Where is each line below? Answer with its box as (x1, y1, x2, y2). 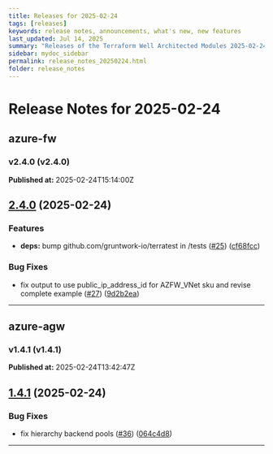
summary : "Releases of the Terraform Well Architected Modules (8, 42, 227, 50)
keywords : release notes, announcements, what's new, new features (8, 27, 242, 35)
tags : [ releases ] (8, 19, 67, 28)
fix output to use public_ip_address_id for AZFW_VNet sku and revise (19, 279, 251, 289)
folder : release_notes (8, 65, 85, 73)
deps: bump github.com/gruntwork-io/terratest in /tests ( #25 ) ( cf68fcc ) (19, 241, 261, 251)
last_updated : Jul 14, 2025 (8, 34, 104, 43)
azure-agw (8, 320, 65, 333)
